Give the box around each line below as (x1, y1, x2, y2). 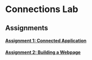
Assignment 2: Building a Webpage (5, 49, 81, 55)
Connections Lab (5, 4, 78, 15)
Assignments (5, 24, 49, 32)
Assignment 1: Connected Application (5, 38, 87, 44)
